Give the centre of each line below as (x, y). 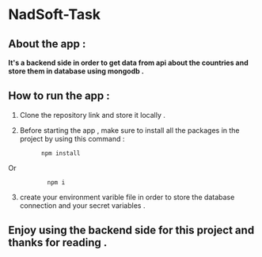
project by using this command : (72, 138)
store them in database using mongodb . (76, 71)
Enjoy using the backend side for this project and (131, 231)
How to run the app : (59, 96)
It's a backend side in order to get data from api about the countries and (129, 62)
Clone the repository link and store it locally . (93, 115)
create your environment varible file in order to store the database (127, 197)
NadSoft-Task (55, 15)
